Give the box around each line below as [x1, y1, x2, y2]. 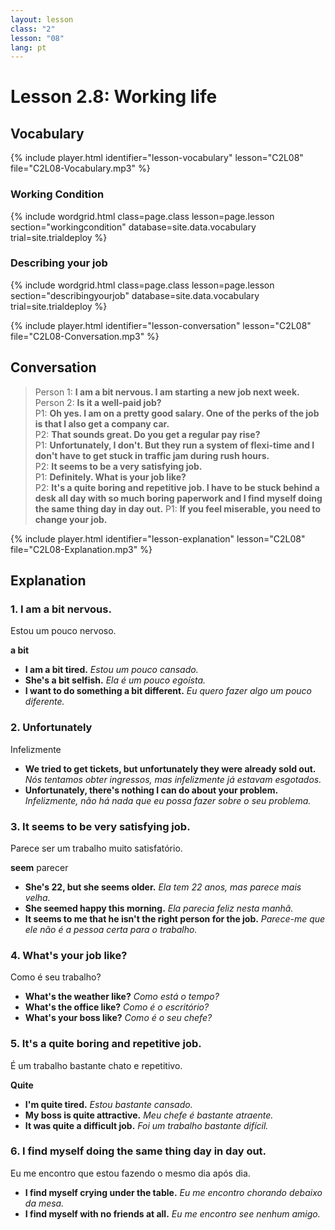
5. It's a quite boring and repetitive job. [10, 1037, 202, 1051]
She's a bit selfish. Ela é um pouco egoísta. [24, 674, 207, 686]
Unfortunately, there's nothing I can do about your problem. [24, 784, 279, 796]
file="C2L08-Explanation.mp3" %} [10, 543, 153, 555]
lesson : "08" [10, 33, 65, 43]
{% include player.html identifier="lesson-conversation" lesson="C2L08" [10, 319, 312, 331]
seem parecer [10, 861, 69, 873]
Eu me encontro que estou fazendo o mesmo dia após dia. [10, 1167, 251, 1179]
